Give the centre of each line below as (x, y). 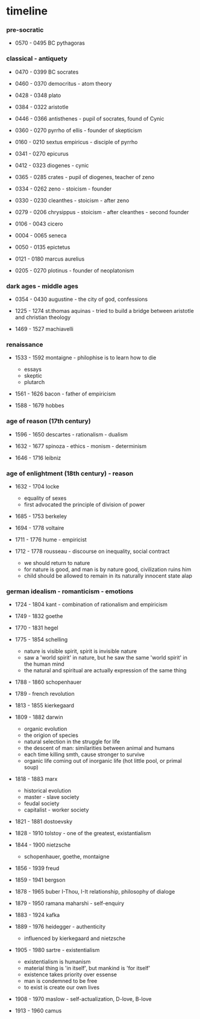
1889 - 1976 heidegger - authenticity (60, 927)
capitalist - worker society (56, 810)
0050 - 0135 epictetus (42, 247)
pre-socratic (25, 30)
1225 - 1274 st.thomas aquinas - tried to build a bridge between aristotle (104, 311)
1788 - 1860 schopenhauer (48, 682)
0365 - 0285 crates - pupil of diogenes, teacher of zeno (85, 177)
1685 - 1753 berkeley (41, 516)
